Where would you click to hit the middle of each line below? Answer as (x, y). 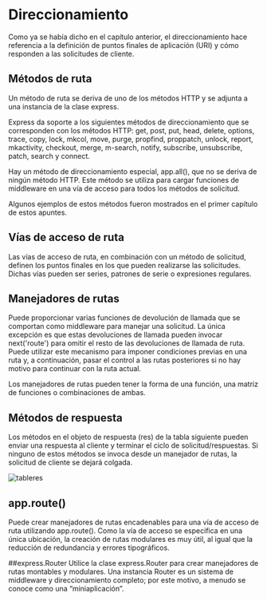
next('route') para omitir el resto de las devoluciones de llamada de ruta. (127, 343)
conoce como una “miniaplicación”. (66, 589)
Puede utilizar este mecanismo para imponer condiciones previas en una (128, 352)
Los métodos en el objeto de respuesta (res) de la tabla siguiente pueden (128, 437)
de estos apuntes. (38, 212)
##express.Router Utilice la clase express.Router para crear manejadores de (133, 563)
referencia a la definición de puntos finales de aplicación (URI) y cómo (124, 45)
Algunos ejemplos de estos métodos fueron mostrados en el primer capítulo (133, 204)
